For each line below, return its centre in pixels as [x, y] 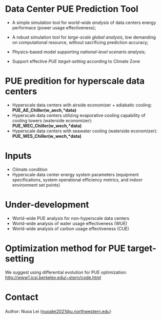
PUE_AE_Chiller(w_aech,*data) [44, 110]
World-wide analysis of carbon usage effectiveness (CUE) [71, 229]
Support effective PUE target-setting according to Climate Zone [76, 61]
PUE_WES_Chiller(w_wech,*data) [47, 136]
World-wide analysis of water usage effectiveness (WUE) [70, 223]
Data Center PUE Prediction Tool [72, 9]
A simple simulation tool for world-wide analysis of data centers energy [84, 22]
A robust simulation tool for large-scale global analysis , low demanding [84, 37]
